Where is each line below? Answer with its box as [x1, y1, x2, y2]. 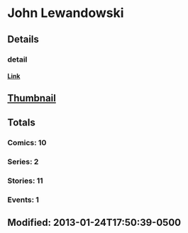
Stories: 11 [7, 176, 44, 186]
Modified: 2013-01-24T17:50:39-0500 [7, 216, 182, 228]
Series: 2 [7, 157, 39, 166]
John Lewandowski [7, 5, 124, 21]
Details [7, 33, 39, 45]
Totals [7, 116, 35, 128]
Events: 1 [7, 195, 39, 205]
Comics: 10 [7, 137, 47, 147]
